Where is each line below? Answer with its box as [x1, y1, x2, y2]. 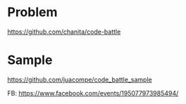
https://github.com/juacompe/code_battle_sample [7, 75, 153, 84]
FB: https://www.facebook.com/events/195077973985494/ [7, 89, 179, 97]
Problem [7, 4, 58, 20]
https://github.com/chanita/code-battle [7, 27, 121, 36]
